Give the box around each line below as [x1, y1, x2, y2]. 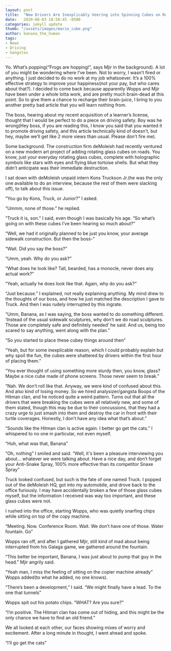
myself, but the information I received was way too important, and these [5, 492, 156, 498]
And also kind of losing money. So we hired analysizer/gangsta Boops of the [5, 388, 165, 394]
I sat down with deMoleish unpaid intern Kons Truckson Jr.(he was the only [5, 174, 163, 181]
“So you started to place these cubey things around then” [5, 337, 126, 343]
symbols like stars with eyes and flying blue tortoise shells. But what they [5, 159, 159, 165]
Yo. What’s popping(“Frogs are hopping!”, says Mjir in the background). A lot [5, 64, 165, 70]
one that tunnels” [5, 589, 42, 596]
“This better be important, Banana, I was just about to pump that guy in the [5, 553, 162, 559]
